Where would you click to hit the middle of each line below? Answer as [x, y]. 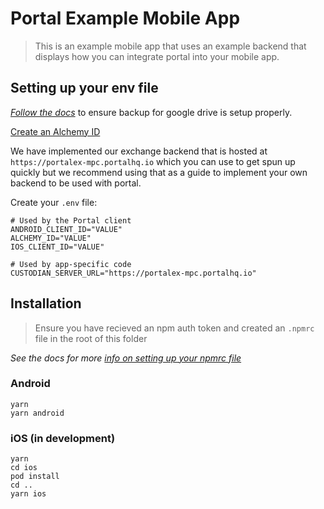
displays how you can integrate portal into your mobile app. [157, 56]
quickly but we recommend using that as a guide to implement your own [159, 172]
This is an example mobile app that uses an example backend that [170, 46]
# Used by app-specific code [71, 264]
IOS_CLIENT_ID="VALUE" [57, 247]
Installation [46, 303]
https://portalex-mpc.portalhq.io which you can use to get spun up [153, 161]
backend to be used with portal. [76, 183]
